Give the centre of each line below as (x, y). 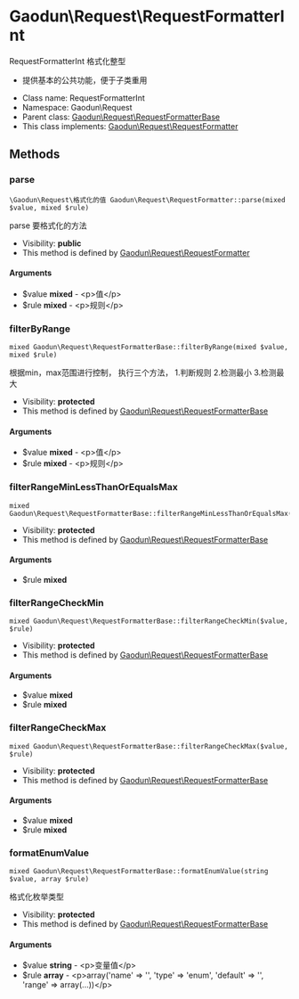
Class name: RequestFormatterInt (83, 98)
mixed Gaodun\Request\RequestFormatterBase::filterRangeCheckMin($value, (149, 621)
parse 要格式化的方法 (48, 225)
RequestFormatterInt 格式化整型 (68, 61)
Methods (35, 155)
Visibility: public (52, 243)
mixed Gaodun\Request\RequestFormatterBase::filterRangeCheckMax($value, (149, 746)
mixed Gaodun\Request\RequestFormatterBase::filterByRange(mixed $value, (149, 348)
